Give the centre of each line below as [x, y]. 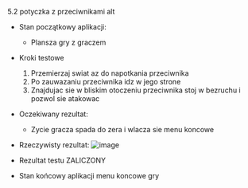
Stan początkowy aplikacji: [62, 27]
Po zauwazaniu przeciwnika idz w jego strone [106, 82]
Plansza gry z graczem [68, 42]
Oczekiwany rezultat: [53, 114]
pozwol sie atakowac [65, 98]
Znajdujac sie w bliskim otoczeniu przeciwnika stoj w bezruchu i [136, 90]
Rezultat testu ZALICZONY [62, 160]
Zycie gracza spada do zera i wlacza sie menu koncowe [122, 129]
